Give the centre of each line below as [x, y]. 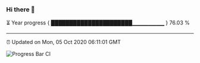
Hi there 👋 [21, 10]
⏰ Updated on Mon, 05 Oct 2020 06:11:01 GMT [63, 42]
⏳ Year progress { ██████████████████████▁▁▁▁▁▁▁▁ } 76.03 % [98, 23]
